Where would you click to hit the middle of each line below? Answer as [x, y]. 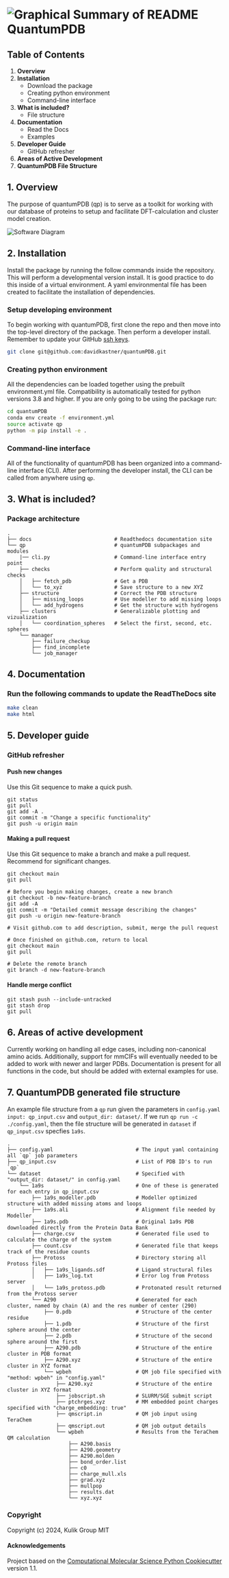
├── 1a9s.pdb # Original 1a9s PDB [113, 1222]
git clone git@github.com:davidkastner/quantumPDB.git [87, 351]
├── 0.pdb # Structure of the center [128, 1312]
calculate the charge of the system [59, 1240]
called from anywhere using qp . [51, 478]
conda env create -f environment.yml [61, 418]
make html [21, 715]
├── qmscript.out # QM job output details [131, 1426]
